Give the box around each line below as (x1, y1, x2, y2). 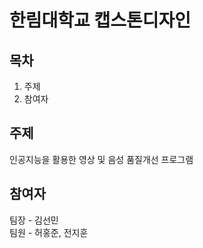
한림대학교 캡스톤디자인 (9, 9, 191, 32)
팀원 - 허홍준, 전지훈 (9, 226, 89, 238)
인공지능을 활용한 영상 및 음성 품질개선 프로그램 (9, 153, 194, 165)
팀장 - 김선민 (9, 214, 59, 226)
